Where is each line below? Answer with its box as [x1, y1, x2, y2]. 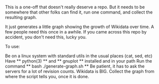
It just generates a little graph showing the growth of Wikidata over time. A [5, 24, 155, 30]
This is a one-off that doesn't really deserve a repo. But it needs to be [5, 4, 145, 10]
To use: [5, 44, 20, 49]
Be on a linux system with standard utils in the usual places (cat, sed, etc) [5, 53, 153, 59]
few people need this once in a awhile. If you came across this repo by [5, 29, 147, 34]
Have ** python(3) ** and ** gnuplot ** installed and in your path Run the [5, 58, 152, 64]
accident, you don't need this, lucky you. [5, 34, 87, 40]
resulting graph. [5, 15, 37, 20]
